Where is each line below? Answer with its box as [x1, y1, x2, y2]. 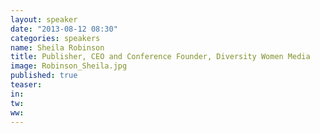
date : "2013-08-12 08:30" [10, 24, 118, 34]
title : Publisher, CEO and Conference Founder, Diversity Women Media [10, 52, 311, 62]
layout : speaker [10, 14, 78, 25]
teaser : [10, 80, 43, 90]
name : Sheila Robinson [10, 42, 105, 53]
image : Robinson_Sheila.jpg [10, 61, 128, 71]
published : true [10, 71, 78, 81]
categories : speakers [10, 33, 101, 43]
